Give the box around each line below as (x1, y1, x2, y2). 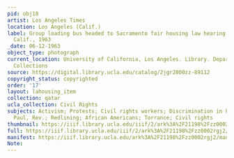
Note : (7, 141, 23, 148)
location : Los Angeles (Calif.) (7, 23, 101, 30)
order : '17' (7, 82, 42, 89)
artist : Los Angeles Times (7, 17, 86, 24)
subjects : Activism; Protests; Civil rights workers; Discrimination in (7, 108, 223, 115)
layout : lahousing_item (7, 88, 77, 95)
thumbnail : (7, 120, 39, 128)
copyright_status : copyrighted (7, 75, 98, 82)
